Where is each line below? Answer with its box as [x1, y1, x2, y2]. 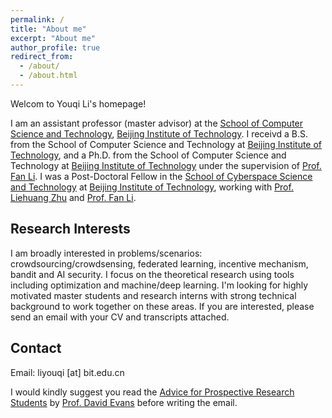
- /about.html [19, 71, 78, 81]
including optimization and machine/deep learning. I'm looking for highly [10, 279, 309, 291]
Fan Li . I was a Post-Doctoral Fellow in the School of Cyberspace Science [10, 170, 313, 182]
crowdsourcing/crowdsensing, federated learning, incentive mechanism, [10, 257, 309, 270]
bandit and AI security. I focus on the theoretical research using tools [10, 268, 295, 280]
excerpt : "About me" [10, 33, 97, 43]
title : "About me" [10, 24, 87, 34]
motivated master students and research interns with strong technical [10, 289, 297, 301]
